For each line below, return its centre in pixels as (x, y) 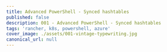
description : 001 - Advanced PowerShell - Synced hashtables (84, 23)
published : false (28, 17)
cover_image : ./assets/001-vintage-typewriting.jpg (72, 34)
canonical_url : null (32, 39)
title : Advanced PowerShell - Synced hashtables (68, 12)
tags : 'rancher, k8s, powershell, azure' (58, 28)
